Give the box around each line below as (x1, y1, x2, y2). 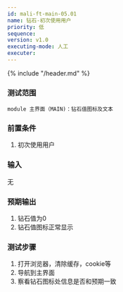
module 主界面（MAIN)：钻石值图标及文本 (7, 106, 114, 113)
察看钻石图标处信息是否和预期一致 (17, 277, 117, 286)
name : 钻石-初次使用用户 (7, 17, 72, 24)
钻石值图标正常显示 (17, 223, 74, 231)
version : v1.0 (7, 37, 49, 44)
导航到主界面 (17, 269, 55, 277)
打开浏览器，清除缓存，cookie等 (17, 260, 111, 268)
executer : (7, 50, 37, 57)
